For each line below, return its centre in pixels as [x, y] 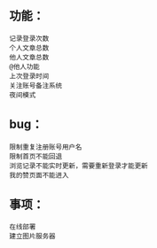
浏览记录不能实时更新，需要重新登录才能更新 [78, 166]
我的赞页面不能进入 [39, 175]
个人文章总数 [29, 48]
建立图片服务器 [32, 236]
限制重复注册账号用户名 [46, 147]
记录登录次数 [29, 38]
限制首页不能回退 [36, 156]
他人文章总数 [29, 57]
